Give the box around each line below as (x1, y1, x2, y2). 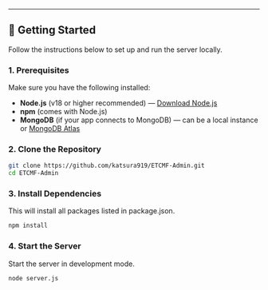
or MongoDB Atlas (19, 124, 81, 133)
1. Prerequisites (8, 65, 69, 76)
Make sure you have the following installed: (8, 83, 151, 93)
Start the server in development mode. (8, 259, 136, 268)
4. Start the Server (8, 240, 81, 252)
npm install (8, 221, 48, 230)
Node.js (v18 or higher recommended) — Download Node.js (19, 98, 218, 108)
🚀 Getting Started (8, 23, 97, 37)
